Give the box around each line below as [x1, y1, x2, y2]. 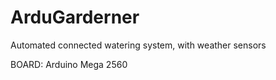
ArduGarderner [10, 6, 140, 29]
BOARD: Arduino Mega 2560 [10, 58, 128, 70]
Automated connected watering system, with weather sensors [10, 39, 267, 51]
